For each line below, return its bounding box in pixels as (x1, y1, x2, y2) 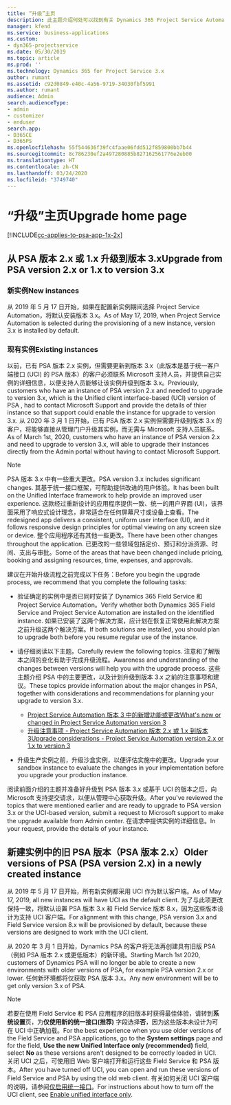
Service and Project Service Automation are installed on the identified (16, 609, 214, 617)
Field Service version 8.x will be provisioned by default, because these (7, 921, 208, 929)
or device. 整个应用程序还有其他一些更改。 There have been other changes (7, 531, 218, 539)
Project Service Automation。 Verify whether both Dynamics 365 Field (16, 601, 215, 609)
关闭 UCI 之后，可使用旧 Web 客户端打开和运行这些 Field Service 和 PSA (7, 1057, 212, 1065)
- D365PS (7, 138, 32, 145)
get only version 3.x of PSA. (7, 982, 86, 990)
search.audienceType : (7, 100, 69, 107)
